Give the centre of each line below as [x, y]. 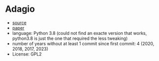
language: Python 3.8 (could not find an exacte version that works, [79, 33]
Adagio [20, 9]
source [19, 23]
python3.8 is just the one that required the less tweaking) [70, 38]
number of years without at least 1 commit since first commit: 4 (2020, [83, 43]
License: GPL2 [27, 54]
